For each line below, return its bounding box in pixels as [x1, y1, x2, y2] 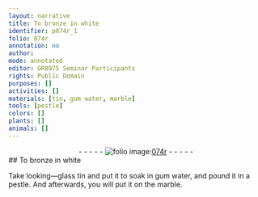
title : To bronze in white [8, 19, 99, 27]
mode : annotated [8, 57, 63, 65]
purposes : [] [8, 79, 53, 87]
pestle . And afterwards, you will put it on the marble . [8, 179, 183, 189]
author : [8, 49, 35, 57]
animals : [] [8, 124, 49, 132]
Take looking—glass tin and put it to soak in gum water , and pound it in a [8, 170, 251, 180]
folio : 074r [8, 34, 49, 43]
